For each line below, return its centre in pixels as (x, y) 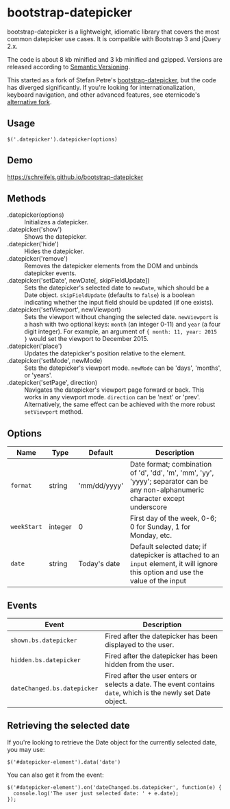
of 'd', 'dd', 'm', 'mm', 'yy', (172, 473)
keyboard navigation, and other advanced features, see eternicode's (104, 95)
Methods (27, 198)
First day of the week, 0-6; (173, 518)
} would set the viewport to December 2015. (86, 339)
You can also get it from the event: (55, 775)
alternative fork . (29, 102)
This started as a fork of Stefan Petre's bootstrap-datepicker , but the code (112, 80)
